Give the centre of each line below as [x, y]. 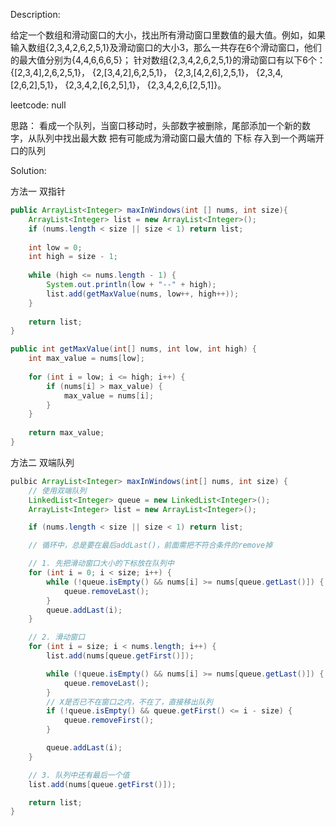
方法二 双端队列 [42, 462]
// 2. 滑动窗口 [57, 637]
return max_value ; [66, 433]
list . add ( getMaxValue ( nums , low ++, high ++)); [143, 294]
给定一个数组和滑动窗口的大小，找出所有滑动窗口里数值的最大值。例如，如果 [168, 35]
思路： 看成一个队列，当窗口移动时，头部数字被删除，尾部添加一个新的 [156, 125]
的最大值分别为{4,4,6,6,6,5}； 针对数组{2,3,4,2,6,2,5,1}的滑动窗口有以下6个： [168, 60]
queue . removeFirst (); [109, 720]
